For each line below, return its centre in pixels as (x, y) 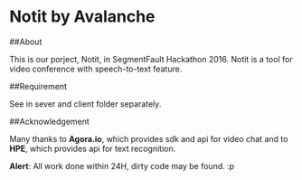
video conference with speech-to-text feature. (96, 69)
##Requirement (38, 86)
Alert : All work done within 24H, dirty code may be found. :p (122, 166)
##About (26, 42)
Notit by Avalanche (82, 17)
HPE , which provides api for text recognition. (93, 148)
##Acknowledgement (50, 121)
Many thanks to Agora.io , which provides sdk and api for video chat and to (149, 138)
